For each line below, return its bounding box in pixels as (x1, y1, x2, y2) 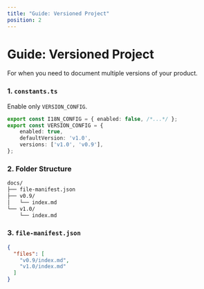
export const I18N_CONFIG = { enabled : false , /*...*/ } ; (7, 115, 178, 122)
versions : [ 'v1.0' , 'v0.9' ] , (19, 141, 104, 149)
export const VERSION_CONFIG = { (7, 122, 104, 129)
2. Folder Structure (7, 164, 72, 174)
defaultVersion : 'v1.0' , (19, 135, 91, 142)
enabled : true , (19, 129, 64, 136)
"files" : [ (13, 250, 45, 257)
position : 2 (7, 17, 41, 24)
